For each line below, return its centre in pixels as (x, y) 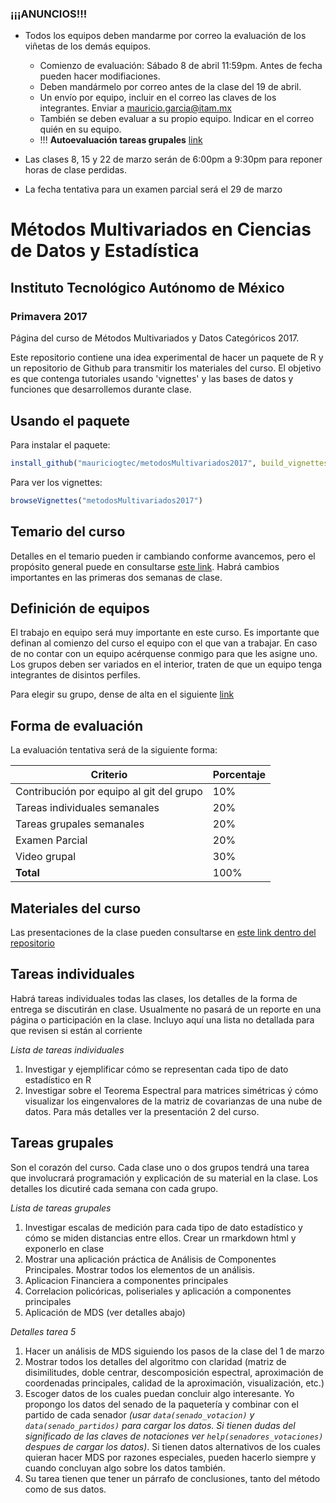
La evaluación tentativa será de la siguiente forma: (114, 750)
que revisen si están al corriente (76, 1030)
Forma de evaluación (77, 725)
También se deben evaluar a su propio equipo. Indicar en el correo (177, 119)
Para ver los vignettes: (56, 482)
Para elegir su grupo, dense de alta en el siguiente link (122, 694)
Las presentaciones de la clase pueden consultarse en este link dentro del (163, 932)
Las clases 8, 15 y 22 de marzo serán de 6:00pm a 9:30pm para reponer (173, 159)
